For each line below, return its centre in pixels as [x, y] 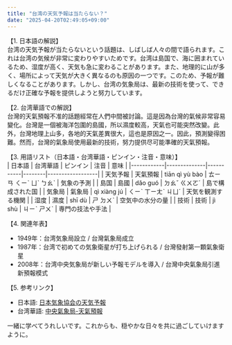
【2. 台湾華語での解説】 [41, 107]
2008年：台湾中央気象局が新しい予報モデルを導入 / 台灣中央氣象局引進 [118, 264]
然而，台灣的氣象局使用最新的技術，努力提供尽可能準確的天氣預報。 [116, 142]
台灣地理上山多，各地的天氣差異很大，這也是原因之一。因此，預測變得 [119, 133]
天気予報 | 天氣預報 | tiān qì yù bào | [156, 174]
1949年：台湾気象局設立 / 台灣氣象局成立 [75, 238]
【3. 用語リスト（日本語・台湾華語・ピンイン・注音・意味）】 [94, 157]
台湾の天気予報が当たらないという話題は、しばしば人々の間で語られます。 [113, 49]
